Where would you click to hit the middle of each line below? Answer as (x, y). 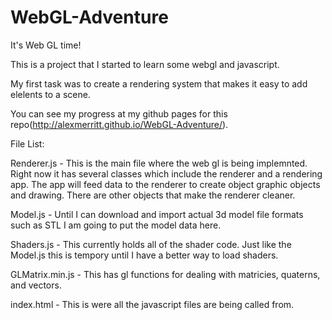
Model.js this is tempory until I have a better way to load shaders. (144, 255)
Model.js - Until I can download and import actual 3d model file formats (157, 214)
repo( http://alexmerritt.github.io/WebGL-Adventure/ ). (119, 124)
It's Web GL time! (46, 45)
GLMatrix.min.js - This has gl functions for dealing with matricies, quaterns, (165, 274)
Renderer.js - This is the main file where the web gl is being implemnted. (159, 163)
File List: (27, 143)
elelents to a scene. (50, 94)
